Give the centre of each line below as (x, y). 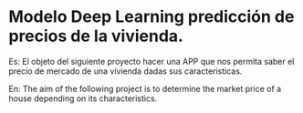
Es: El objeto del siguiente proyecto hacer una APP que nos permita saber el (151, 61)
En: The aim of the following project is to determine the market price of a (145, 88)
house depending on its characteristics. (83, 98)
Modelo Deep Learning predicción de (151, 17)
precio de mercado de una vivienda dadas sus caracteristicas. (125, 71)
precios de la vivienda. (96, 36)
